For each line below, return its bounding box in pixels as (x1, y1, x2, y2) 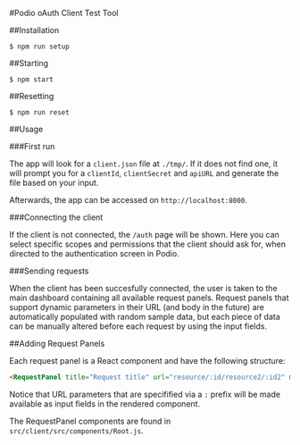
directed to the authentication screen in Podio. (9, 248, 180, 258)
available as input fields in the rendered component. (9, 398, 201, 409)
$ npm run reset (9, 108, 70, 117)
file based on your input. (9, 178, 99, 188)
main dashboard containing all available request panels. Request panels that (9, 292, 289, 303)
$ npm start (9, 75, 54, 84)
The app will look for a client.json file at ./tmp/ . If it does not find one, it (9, 158, 279, 169)
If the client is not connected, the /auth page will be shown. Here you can (9, 230, 279, 239)
